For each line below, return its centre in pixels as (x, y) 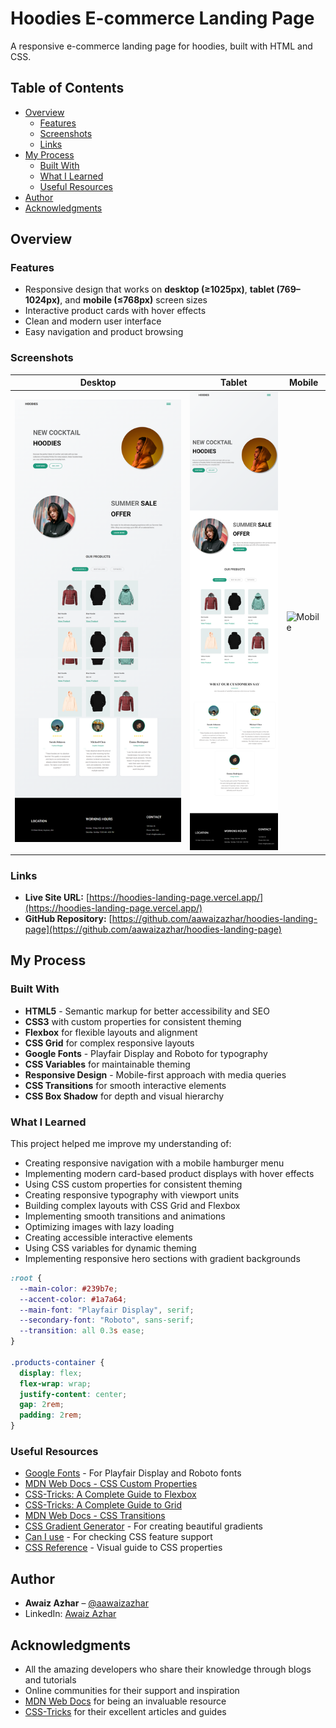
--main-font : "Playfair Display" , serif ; (107, 1310)
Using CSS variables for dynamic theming (110, 1248)
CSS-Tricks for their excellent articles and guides (125, 1711)
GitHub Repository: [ (68, 918)
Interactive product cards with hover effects (115, 311)
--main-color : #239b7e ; (68, 1288)
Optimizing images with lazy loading (99, 1226)
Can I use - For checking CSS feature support (118, 1537)
